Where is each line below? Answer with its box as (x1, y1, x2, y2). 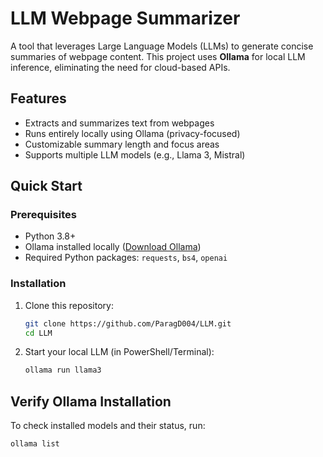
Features (10, 90, 67, 107)
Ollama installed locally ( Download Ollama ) (24, 241, 202, 253)
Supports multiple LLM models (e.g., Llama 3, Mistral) (24, 148, 246, 161)
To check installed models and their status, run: (10, 420, 206, 432)
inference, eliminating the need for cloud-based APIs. (10, 61, 231, 73)
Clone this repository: (24, 299, 114, 311)
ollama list (10, 439, 60, 449)
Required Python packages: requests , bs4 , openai (24, 252, 228, 264)
